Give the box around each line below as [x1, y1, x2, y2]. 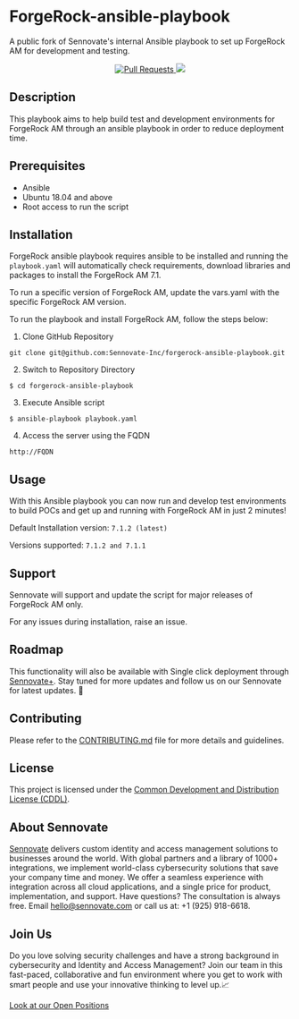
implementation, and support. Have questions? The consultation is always [9, 891, 281, 902]
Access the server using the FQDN [21, 430, 150, 441]
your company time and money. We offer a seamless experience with [9, 872, 264, 883]
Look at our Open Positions [9, 1000, 110, 1011]
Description [9, 89, 76, 105]
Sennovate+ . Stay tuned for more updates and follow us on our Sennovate [9, 675, 282, 686]
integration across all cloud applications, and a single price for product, [9, 881, 271, 892]
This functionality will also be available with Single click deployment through [9, 666, 290, 676]
